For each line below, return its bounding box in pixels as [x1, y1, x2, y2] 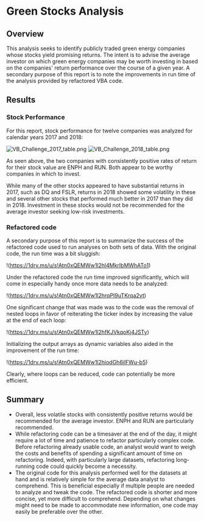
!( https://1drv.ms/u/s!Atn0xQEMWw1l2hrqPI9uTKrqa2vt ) [6, 292, 147, 299]
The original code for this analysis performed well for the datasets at [15, 469, 188, 476]
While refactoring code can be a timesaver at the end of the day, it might [15, 430, 197, 437]
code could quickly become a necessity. [36, 462, 138, 470]
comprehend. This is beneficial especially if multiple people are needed [15, 482, 195, 489]
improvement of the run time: [6, 347, 80, 354]
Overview [6, 29, 44, 39]
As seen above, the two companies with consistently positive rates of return [6, 157, 197, 164]
